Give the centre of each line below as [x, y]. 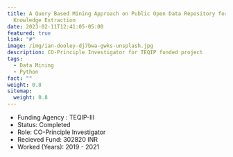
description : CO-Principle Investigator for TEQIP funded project [105, 53]
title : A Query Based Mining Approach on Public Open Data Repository [111, 14]
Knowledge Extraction [45, 20]
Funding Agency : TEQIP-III [56, 117]
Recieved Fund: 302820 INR [58, 139]
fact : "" [20, 78]
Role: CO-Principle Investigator [61, 132]
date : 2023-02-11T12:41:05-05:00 [55, 26]
